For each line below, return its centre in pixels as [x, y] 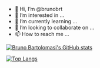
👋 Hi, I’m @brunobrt [39, 9]
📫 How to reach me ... [42, 34]
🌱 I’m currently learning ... [46, 21]
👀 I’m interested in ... [39, 15]
